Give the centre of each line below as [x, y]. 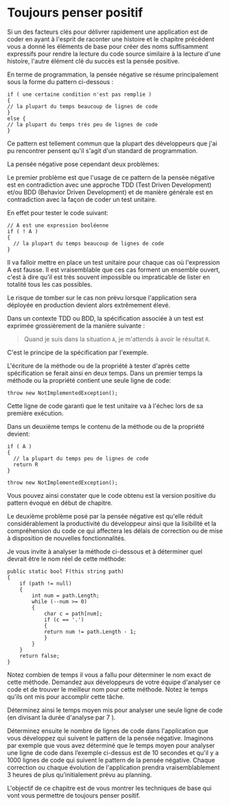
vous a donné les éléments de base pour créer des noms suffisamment [107, 46]
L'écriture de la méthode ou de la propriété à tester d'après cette [99, 365]
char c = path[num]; [73, 614]
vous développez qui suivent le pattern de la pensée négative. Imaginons [111, 738]
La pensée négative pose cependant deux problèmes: [83, 164]
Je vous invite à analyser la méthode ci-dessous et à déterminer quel [105, 551]
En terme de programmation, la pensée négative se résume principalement [113, 74]
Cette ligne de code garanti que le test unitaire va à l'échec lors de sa [105, 405]
